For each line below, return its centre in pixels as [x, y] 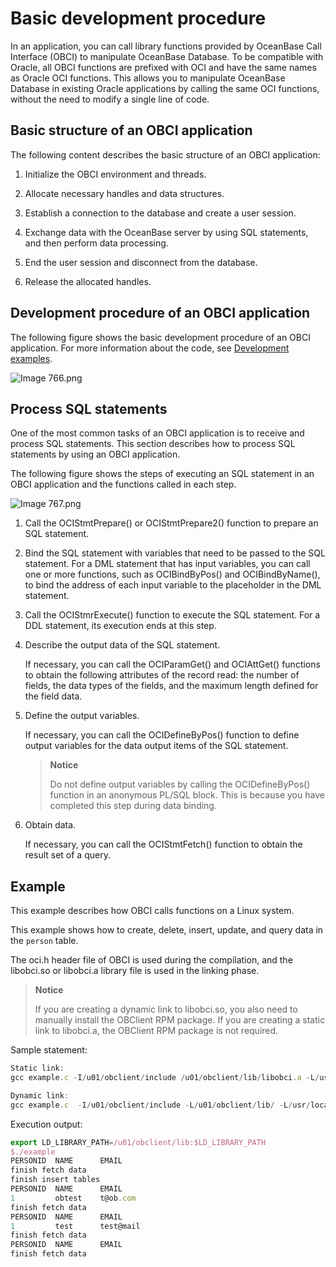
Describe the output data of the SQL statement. [122, 645]
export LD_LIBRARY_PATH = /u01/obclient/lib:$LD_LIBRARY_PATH [138, 1142]
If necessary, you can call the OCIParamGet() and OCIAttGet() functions [172, 664]
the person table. [44, 941]
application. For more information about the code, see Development [150, 348]
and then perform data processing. [96, 243]
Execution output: [46, 1124]
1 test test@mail [75, 1226]
